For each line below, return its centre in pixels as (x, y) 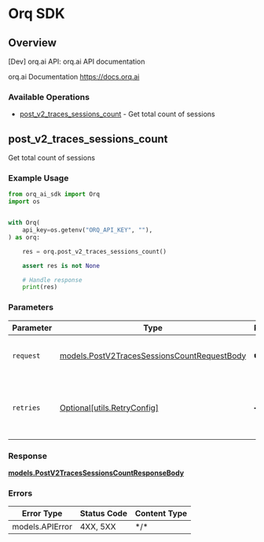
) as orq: (24, 237)
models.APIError (42, 527)
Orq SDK (37, 14)
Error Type (42, 514)
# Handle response (52, 280)
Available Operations (49, 97)
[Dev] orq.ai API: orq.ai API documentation (77, 61)
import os (24, 202)
